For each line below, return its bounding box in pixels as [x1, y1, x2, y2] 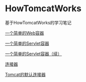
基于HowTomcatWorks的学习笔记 [5, 20, 72, 25]
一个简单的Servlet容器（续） [5, 51, 62, 57]
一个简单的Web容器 [5, 30, 44, 36]
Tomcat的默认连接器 [5, 71, 46, 77]
